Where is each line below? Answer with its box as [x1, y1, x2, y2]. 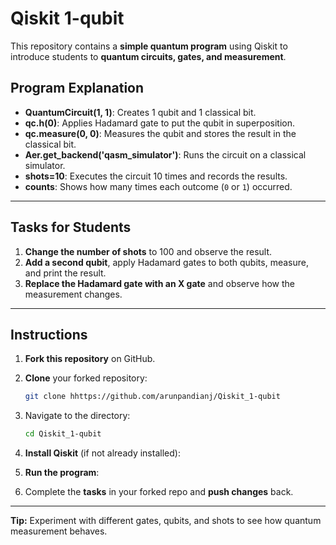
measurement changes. [24, 288, 123, 300]
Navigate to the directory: [24, 410, 131, 422]
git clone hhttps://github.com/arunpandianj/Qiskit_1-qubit [24, 392, 281, 402]
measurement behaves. [10, 525, 108, 537]
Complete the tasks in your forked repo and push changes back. [24, 486, 294, 498]
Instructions [10, 326, 88, 343]
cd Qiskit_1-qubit [24, 429, 102, 439]
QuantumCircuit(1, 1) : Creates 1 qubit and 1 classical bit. [24, 106, 257, 118]
